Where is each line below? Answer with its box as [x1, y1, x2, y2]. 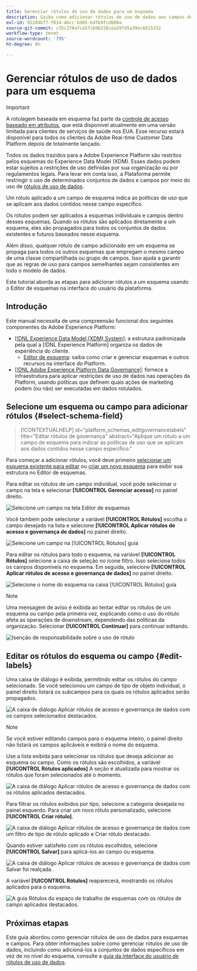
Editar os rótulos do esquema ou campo [6, 651, 154, 661]
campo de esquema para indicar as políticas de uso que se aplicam [20, 439, 184, 446]
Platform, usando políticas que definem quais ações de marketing [14, 379, 174, 386]
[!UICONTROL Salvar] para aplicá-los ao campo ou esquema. [6, 848, 155, 855]
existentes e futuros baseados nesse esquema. [6, 230, 120, 237]
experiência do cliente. [14, 347, 70, 354]
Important [6, 103, 30, 111]
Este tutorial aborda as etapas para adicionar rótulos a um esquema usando [6, 278, 189, 285]
